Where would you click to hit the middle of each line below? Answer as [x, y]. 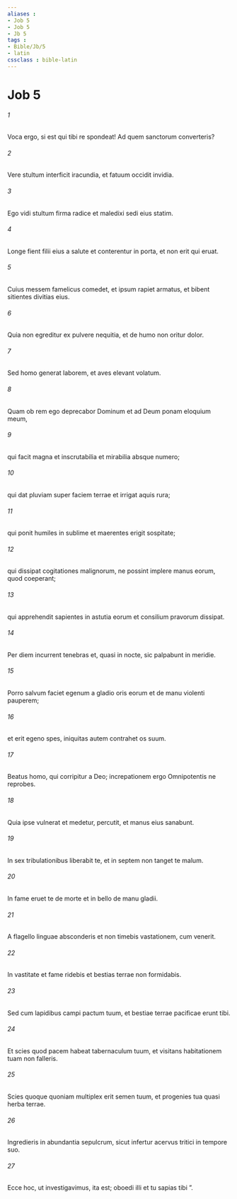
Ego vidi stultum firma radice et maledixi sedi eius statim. [90, 213]
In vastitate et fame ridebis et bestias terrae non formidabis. [94, 975]
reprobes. [22, 784]
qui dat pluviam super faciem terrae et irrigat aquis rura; [89, 494]
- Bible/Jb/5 [27, 47]
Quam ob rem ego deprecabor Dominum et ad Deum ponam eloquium [109, 411]
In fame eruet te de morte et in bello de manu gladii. [83, 898]
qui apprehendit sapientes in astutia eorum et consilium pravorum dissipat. [116, 617]
